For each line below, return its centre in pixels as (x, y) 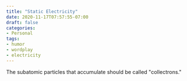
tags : (13, 39)
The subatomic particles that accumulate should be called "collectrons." (94, 72)
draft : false (22, 22)
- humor (16, 45)
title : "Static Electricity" (42, 11)
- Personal (20, 33)
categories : (21, 28)
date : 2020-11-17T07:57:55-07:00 (47, 17)
